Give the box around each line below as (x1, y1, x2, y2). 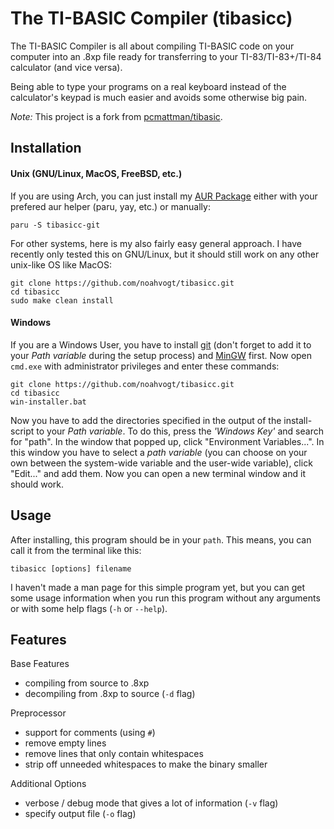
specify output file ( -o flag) (24, 808, 137, 820)
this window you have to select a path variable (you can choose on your (10, 446, 308, 458)
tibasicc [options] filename (10, 563, 132, 574)
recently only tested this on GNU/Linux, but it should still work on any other (10, 248, 320, 260)
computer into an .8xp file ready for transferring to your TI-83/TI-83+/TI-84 (10, 50, 322, 62)
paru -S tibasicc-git (10, 220, 101, 230)
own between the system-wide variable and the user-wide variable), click (10, 457, 313, 469)
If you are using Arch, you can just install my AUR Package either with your (10, 190, 318, 202)
